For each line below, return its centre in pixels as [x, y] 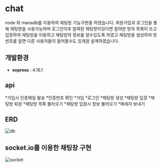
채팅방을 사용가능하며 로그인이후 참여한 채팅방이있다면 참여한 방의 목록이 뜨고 [83, 29]
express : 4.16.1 [27, 70]
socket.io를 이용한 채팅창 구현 [48, 148]
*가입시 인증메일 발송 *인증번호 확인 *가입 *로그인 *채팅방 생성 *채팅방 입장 [76, 98]
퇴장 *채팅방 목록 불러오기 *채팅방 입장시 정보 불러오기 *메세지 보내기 [79, 104]
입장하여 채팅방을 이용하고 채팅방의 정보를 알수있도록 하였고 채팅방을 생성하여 [79, 35]
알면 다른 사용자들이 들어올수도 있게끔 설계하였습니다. [69, 41]
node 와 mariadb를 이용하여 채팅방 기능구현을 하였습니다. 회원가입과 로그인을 [79, 22]
